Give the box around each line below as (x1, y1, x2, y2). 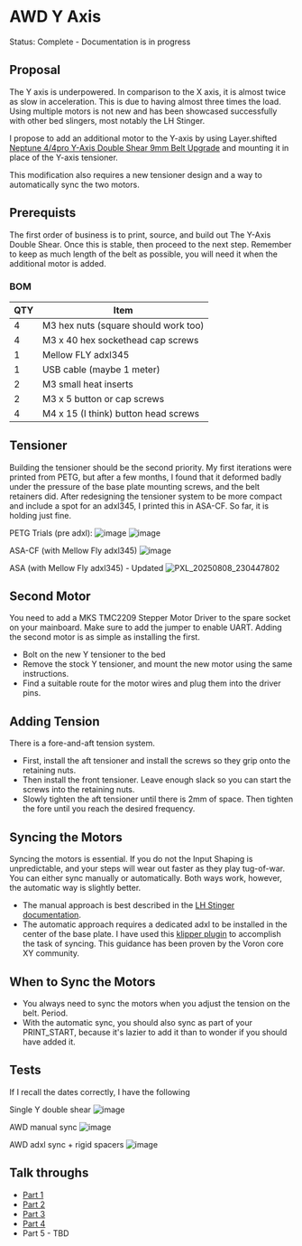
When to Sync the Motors (9, 974, 156, 989)
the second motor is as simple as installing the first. (9, 632, 200, 642)
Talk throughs (9, 1166, 89, 1181)
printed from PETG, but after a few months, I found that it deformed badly (9, 472, 282, 482)
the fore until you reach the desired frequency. (22, 803, 196, 814)
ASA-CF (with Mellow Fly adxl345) (9, 545, 138, 556)
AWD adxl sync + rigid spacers (9, 1138, 124, 1149)
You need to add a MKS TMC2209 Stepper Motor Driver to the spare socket (9, 613, 291, 623)
